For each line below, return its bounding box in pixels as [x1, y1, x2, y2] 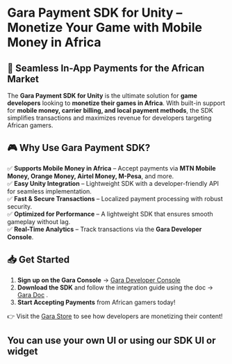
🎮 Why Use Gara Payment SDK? [7, 142, 151, 154]
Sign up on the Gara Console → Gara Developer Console [17, 276, 181, 284]
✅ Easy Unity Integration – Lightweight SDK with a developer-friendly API [7, 179, 219, 187]
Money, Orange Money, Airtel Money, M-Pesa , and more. [7, 172, 174, 180]
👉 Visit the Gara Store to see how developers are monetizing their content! [7, 312, 223, 320]
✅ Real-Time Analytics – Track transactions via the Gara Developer [7, 225, 202, 233]
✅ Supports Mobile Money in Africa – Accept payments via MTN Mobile [7, 164, 217, 172]
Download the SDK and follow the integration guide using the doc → [17, 283, 214, 292]
